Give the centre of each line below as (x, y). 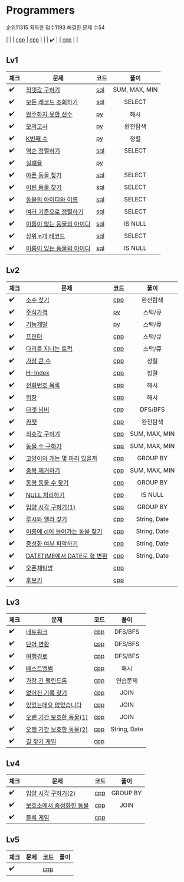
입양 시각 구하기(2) (50, 793)
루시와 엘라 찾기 (47, 519)
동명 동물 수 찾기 (47, 483)
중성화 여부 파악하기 (52, 544)
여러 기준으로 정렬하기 (55, 212)
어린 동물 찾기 (44, 188)
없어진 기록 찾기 (47, 693)
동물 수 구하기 (44, 447)
